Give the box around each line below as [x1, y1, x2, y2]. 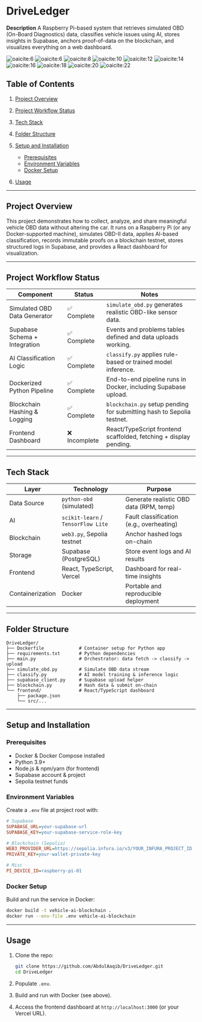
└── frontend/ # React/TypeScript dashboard [6, 688, 155, 694]
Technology [73, 485, 108, 493]
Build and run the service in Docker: [6, 896, 95, 903]
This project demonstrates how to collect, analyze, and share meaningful [6, 217, 187, 225]
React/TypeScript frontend [106, 425, 182, 433]
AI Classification [9, 354, 55, 363]
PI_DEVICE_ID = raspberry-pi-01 [6, 868, 82, 874]
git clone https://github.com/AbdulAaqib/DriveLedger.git [14, 963, 164, 969]
